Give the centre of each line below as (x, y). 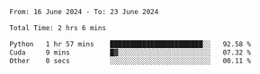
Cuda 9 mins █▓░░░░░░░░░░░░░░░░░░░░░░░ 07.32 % (130, 53)
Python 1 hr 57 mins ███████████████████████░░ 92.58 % (130, 44)
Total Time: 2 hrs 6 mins (58, 28)
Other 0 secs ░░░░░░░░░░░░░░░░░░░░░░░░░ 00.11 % (130, 61)
